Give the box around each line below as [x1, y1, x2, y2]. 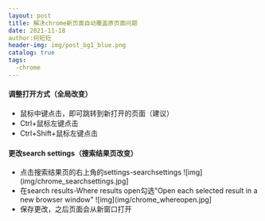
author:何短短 [8, 34, 52, 42]
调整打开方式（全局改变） [8, 89, 92, 99]
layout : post [8, 11, 52, 20]
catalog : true [8, 49, 56, 57]
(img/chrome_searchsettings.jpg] [19, 176, 129, 186]
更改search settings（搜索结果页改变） [8, 148, 138, 158]
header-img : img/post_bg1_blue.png [8, 41, 127, 49]
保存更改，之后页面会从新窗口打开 [19, 204, 132, 214]
